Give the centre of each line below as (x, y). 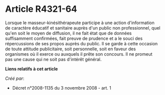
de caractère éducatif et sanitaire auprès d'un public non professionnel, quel (83, 28)
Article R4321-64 (41, 9)
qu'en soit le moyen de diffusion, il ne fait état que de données (68, 33)
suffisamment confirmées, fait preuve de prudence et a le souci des (74, 38)
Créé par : (15, 78)
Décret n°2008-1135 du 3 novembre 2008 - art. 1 (62, 88)
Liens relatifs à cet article (32, 69)
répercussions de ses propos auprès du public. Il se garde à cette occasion (82, 43)
